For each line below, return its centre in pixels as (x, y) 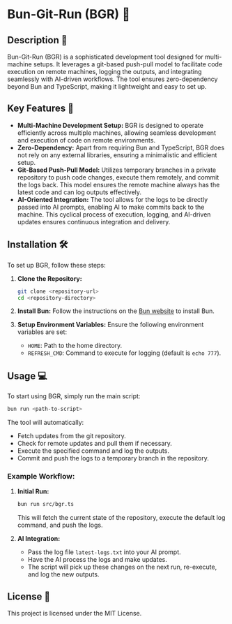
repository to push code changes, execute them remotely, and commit (118, 177)
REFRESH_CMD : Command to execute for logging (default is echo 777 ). (124, 353)
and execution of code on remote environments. (86, 140)
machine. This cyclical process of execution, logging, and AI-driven (114, 214)
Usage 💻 (27, 376)
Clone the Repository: (49, 278)
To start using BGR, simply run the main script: (74, 396)
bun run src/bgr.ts (46, 505)
